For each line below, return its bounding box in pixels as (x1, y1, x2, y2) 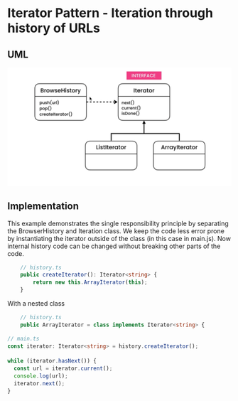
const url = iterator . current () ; (13, 365, 113, 373)
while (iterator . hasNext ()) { (7, 358, 97, 365)
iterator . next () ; (13, 380, 65, 387)
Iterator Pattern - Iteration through (7, 5, 213, 21)
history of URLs (7, 20, 101, 36)
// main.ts (7, 335, 40, 342)
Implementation (7, 200, 80, 213)
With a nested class (7, 299, 65, 308)
